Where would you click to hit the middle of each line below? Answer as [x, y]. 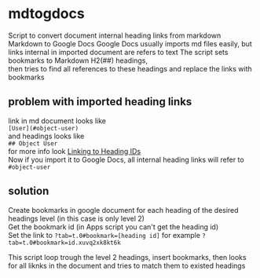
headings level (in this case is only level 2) [77, 218]
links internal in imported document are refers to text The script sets [118, 52]
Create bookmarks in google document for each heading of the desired [123, 210]
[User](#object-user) [44, 128]
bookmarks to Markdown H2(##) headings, [78, 60]
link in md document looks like [57, 121]
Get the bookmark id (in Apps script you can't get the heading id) [114, 227]
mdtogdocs [46, 14]
